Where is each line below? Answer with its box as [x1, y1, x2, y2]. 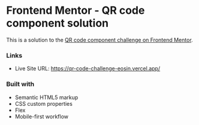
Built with [6, 80, 35, 88]
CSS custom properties [14, 100, 73, 107]
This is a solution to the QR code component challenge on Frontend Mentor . [6, 36, 193, 43]
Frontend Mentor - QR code [6, 4, 145, 17]
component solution [6, 16, 109, 30]
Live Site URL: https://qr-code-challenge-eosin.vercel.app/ [14, 65, 161, 72]
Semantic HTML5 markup [14, 94, 79, 101]
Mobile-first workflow [14, 112, 69, 120]
